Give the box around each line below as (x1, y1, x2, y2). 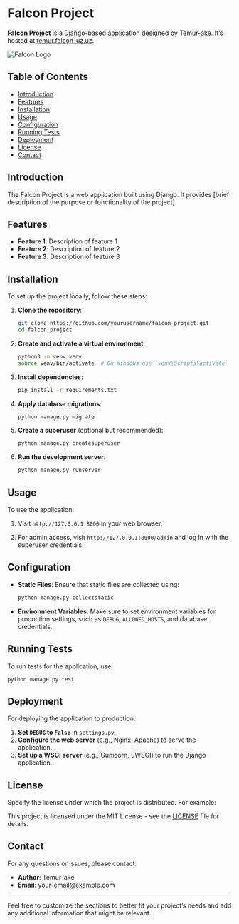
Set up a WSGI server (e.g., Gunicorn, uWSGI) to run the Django (17, 751, 206, 760)
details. (7, 820, 29, 828)
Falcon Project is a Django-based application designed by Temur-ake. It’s (7, 29, 223, 37)
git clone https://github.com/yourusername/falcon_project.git (17, 320, 210, 327)
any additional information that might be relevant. (7, 908, 152, 917)
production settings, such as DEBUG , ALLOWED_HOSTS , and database (17, 614, 208, 623)
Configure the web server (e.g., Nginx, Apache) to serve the (17, 735, 196, 744)
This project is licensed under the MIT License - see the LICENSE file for (7, 812, 219, 820)
